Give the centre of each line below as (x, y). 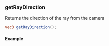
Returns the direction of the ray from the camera (55, 18)
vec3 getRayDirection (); (31, 27)
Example (14, 38)
